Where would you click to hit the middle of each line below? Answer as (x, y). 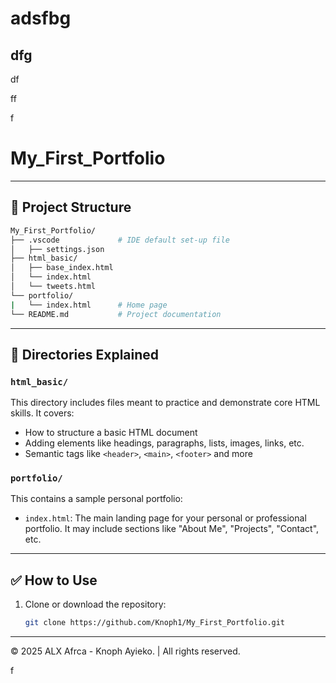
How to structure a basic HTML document (111, 433)
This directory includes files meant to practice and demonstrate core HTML (165, 403)
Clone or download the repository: (95, 604)
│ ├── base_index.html (62, 268)
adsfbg (41, 18)
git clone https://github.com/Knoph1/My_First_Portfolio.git (155, 623)
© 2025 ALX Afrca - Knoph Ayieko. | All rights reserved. (125, 651)
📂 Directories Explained (85, 354)
